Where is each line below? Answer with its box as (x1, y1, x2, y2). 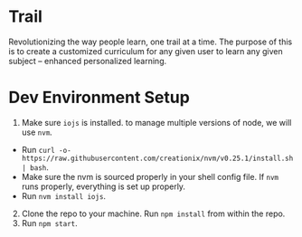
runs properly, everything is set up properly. (21, 181, 186, 192)
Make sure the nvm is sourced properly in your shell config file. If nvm (21, 171, 279, 182)
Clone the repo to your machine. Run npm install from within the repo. (21, 208, 286, 219)
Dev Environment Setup (8, 88, 191, 108)
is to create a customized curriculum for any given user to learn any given (8, 45, 283, 56)
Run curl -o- (21, 144, 71, 155)
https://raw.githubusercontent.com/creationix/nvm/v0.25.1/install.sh (21, 154, 294, 163)
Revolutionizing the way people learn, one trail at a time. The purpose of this (8, 36, 293, 47)
